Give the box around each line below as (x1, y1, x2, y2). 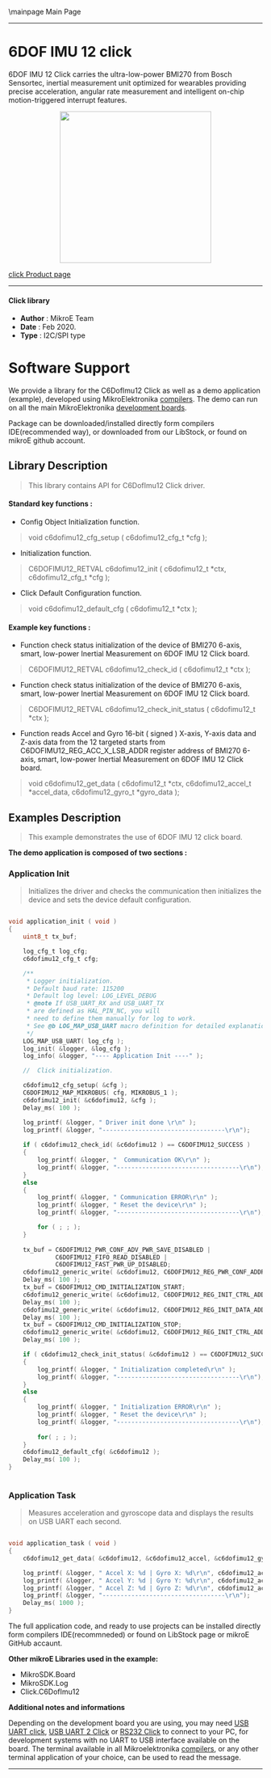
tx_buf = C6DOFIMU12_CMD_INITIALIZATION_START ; (23, 1283, 186, 1291)
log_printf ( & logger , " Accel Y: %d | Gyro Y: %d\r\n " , (23, 1576, 215, 1585)
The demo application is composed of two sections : (8, 848, 188, 857)
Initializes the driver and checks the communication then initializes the (27, 887, 262, 896)
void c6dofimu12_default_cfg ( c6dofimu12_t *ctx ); (27, 604, 198, 613)
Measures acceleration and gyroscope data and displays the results (27, 1508, 254, 1518)
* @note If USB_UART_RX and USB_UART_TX (26, 1000, 164, 1008)
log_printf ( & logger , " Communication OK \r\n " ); (37, 1156, 211, 1165)
